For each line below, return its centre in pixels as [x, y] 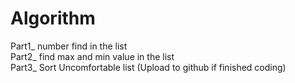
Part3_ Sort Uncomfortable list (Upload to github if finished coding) [148, 67]
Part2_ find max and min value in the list [92, 56]
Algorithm [53, 18]
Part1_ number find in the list [69, 46]
